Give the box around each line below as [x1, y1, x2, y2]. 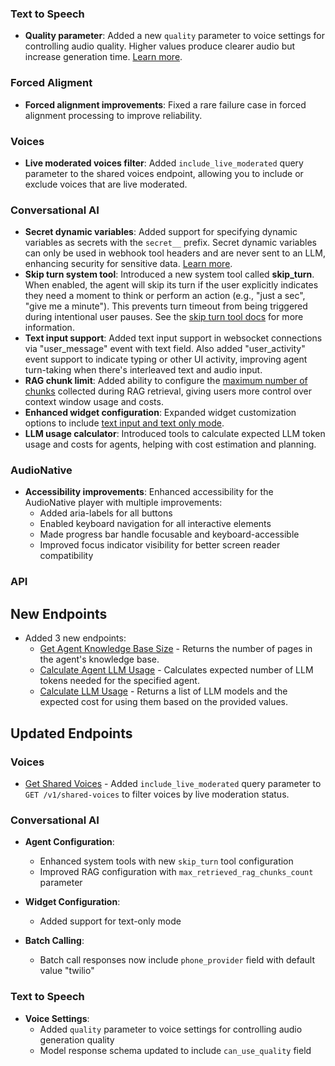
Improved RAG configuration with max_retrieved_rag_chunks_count [39, 866, 314, 878]
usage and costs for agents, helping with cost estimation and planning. [24, 438, 317, 451]
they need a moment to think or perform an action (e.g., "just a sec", [24, 290, 306, 302]
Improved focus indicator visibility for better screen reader [39, 539, 281, 551]
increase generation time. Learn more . [24, 51, 183, 63]
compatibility [39, 550, 94, 562]
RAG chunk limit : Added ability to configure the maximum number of [24, 375, 308, 387]
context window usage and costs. [24, 396, 164, 408]
